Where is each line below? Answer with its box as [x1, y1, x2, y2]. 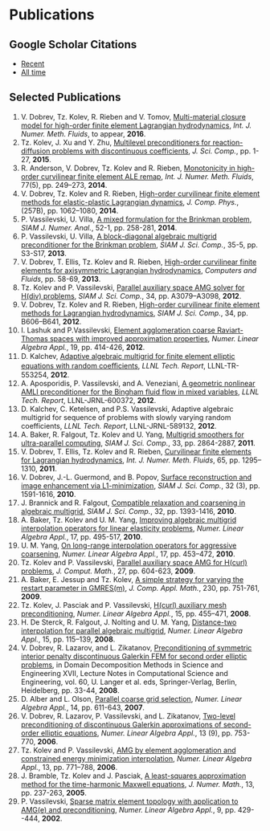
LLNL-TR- [207, 361, 239, 370]
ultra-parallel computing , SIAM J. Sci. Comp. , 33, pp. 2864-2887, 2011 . [20, 438, 256, 447]
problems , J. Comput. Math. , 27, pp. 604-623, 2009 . [20, 566, 196, 576]
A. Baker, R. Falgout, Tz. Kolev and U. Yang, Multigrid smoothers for [20, 430, 244, 439]
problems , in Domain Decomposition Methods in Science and [20, 660, 223, 670]
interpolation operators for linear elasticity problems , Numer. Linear [20, 523, 244, 533]
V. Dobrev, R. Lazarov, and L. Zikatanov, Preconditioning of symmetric [20, 642, 252, 652]
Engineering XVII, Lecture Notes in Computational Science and [20, 668, 228, 678]
